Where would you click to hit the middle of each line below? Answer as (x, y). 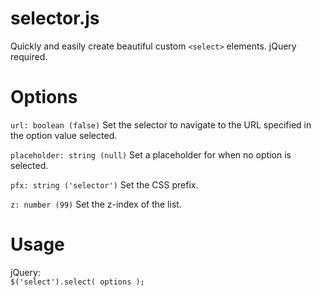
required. (29, 56)
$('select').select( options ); (77, 282)
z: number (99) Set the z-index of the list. (96, 204)
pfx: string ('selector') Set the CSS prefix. (104, 184)
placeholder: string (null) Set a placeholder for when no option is (151, 154)
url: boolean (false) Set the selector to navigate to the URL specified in (161, 124)
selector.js (55, 18)
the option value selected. (64, 135)
